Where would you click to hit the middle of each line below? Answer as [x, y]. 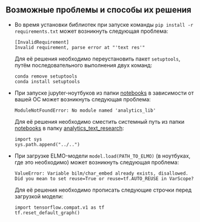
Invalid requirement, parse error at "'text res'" [80, 47]
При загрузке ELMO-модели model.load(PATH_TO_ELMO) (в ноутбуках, [102, 156]
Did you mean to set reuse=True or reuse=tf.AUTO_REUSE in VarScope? [104, 178]
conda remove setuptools [46, 76]
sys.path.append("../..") [47, 144]
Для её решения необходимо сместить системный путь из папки [99, 121]
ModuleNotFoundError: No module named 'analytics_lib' [85, 110]
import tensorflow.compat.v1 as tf [59, 207]
